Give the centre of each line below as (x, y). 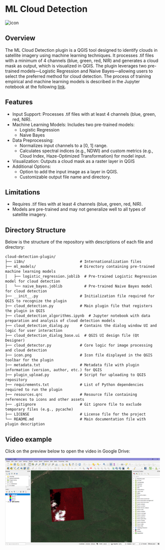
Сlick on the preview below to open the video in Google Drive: (68, 451)
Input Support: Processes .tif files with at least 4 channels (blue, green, (84, 114)
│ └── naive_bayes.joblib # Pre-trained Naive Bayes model (79, 287)
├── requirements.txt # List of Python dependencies (74, 385)
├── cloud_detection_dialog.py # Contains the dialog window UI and (81, 326)
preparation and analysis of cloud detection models (60, 321)
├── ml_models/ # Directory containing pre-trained (80, 267)
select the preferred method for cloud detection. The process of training (78, 76)
